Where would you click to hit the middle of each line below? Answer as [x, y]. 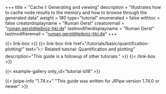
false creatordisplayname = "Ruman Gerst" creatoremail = [65, 23]
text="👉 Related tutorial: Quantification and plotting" [80, 49]
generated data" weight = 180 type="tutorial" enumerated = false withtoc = [82, 18]
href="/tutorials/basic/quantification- [111, 43]
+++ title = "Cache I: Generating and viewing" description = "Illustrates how [83, 7]
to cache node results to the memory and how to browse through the [76, 12]
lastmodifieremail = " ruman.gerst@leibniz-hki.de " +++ [61, 34]
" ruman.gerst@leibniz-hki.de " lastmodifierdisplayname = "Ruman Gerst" [80, 28]
